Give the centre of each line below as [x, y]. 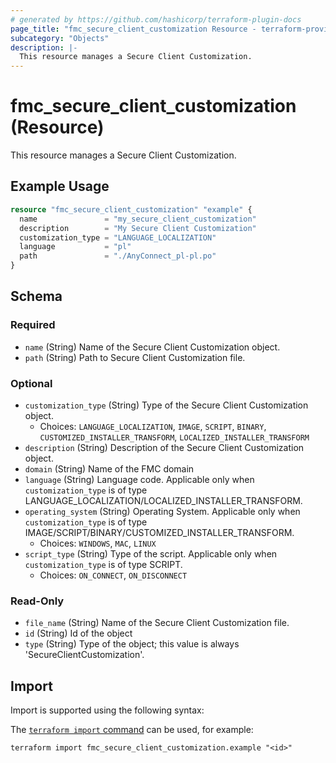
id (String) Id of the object [78, 633]
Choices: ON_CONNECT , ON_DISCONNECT [113, 575]
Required [33, 325]
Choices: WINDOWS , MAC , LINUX [98, 543]
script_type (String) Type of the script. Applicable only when [151, 553]
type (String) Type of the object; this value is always [132, 644]
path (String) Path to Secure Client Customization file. [135, 357]
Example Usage [60, 186]
